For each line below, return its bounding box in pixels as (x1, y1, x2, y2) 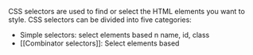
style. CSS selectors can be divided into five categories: (8, 15, 193, 24)
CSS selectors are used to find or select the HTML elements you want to (8, 7, 245, 16)
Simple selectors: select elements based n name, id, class (19, 31, 210, 39)
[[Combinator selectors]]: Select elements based (19, 38, 180, 48)
